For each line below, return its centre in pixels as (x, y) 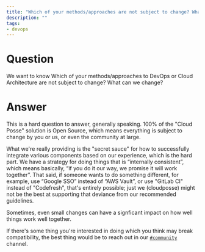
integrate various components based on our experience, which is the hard (99, 156)
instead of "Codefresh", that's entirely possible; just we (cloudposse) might (101, 188)
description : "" (27, 18)
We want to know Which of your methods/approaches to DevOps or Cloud (100, 76)
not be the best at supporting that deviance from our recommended (92, 194)
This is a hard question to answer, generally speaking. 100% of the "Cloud (99, 124)
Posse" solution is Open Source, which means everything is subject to (95, 131)
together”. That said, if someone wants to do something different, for (92, 175)
